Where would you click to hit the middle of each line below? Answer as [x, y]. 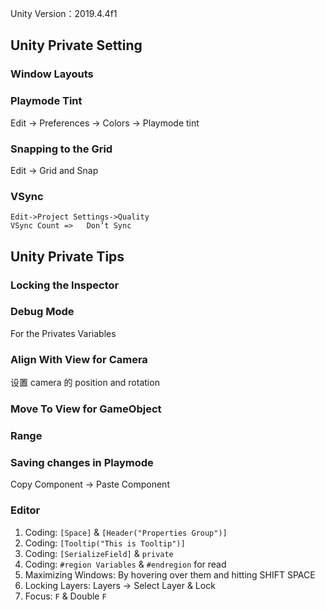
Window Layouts [52, 74]
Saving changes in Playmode [82, 462]
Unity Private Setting [76, 45]
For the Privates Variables [63, 333]
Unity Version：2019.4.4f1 [64, 13]
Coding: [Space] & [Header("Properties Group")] [126, 532]
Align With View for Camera [79, 359]
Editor [25, 510]
